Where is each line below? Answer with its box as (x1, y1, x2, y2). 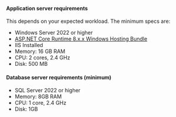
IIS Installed (14, 42, 43, 49)
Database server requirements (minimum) (6, 73, 112, 81)
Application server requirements (6, 5, 88, 12)
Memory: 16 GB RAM (14, 48, 66, 55)
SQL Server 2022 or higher (14, 87, 81, 94)
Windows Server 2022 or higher (14, 29, 93, 36)
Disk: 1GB (14, 106, 38, 113)
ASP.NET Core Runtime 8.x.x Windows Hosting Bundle (14, 35, 148, 42)
